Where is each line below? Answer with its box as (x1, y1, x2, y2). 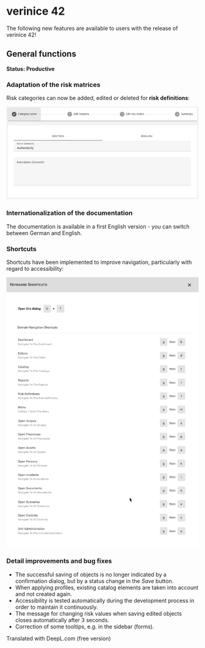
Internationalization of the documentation (6, 209, 133, 217)
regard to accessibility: (6, 265, 64, 272)
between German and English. (6, 229, 82, 236)
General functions (6, 49, 76, 59)
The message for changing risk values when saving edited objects (15, 609, 182, 617)
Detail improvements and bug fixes (6, 557, 112, 565)
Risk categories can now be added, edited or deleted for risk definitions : (6, 94, 190, 102)
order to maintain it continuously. (15, 603, 98, 611)
